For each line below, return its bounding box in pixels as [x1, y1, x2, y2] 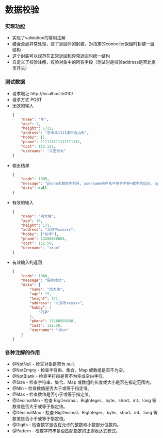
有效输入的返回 [12, 259, 42, 265]
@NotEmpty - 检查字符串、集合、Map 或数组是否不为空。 [12, 367, 128, 373]
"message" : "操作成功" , [21, 278, 66, 283]
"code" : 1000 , [21, 273, 49, 278]
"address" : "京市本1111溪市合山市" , [21, 131, 89, 135]
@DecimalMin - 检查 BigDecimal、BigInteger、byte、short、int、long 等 [12, 397, 157, 403]
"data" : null [21, 185, 48, 191]
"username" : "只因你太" [21, 149, 66, 153]
